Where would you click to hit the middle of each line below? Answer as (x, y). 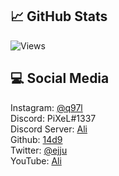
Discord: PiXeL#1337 (53, 118)
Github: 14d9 (36, 139)
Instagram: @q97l (46, 107)
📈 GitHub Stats (59, 16)
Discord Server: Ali (49, 129)
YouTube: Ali (36, 160)
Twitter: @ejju (39, 150)
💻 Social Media (60, 78)
